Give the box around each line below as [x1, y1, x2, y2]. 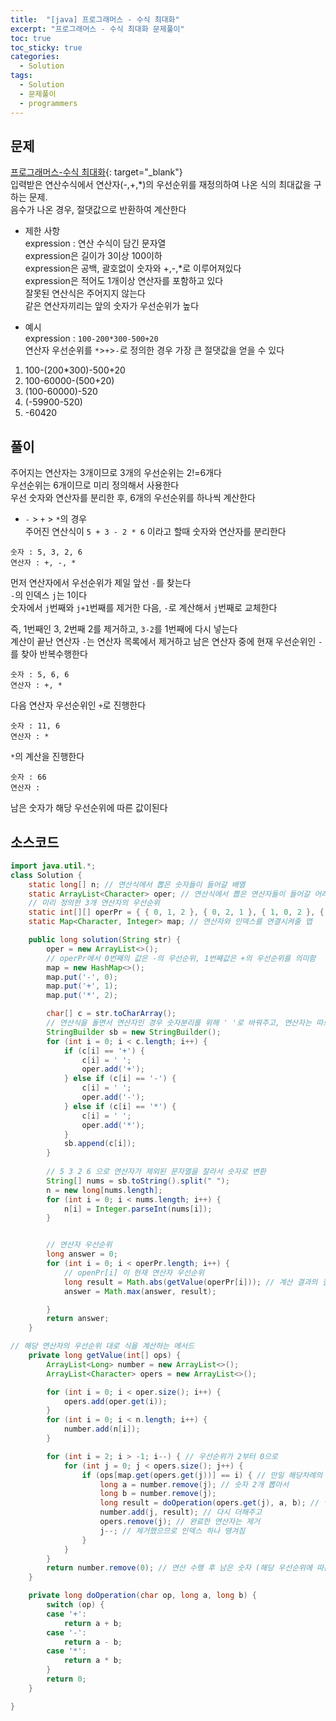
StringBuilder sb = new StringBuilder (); [46, 1027, 222, 1037]
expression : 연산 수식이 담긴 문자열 [24, 237, 167, 250]
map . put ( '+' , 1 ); [46, 981, 118, 991]
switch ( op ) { [46, 1600, 105, 1610]
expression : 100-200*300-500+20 [24, 332, 159, 345]
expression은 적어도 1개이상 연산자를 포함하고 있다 [24, 275, 224, 287]
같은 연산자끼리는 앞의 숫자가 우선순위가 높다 [24, 300, 200, 312]
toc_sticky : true [10, 42, 83, 53]
